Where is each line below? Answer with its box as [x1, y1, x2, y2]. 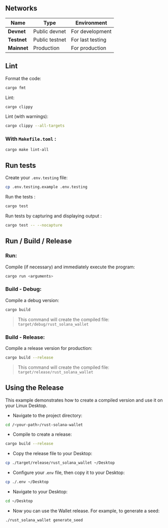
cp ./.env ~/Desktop [5, 480, 49, 485]
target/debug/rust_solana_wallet [17, 321, 89, 327]
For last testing [71, 36, 107, 43]
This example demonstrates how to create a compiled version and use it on [5, 397, 163, 403]
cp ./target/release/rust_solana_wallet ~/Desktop [5, 460, 115, 466]
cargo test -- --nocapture [5, 222, 63, 228]
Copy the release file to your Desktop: [12, 450, 93, 457]
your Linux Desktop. [5, 403, 47, 409]
